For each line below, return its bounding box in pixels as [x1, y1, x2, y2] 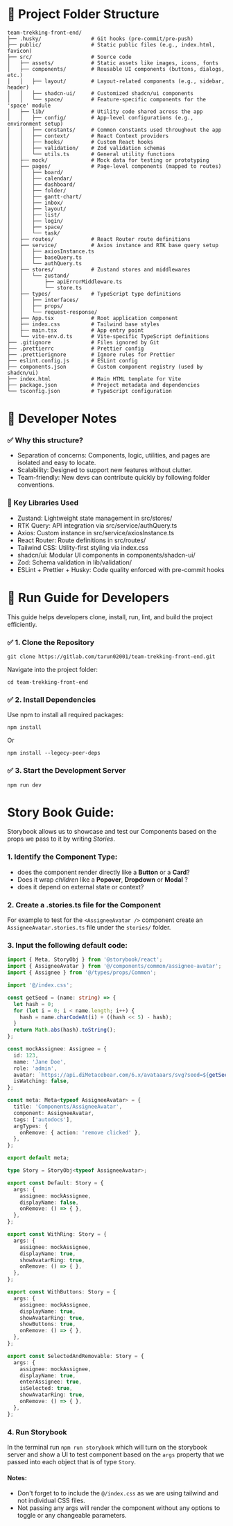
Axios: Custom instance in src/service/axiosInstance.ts [17, 528, 175, 537]
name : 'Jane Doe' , [13, 1058, 67, 1065]
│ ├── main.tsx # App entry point [7, 326, 144, 334]
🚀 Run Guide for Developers [7, 589, 170, 605]
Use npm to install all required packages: [7, 711, 124, 719]
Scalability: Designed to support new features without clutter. [17, 466, 193, 474]
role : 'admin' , [13, 1065, 58, 1072]
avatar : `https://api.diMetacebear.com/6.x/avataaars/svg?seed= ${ [13, 1071, 209, 1078]
